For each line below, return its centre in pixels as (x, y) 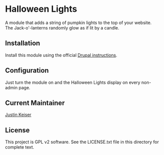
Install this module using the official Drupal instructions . (61, 55)
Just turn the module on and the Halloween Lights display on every (73, 82)
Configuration (27, 70)
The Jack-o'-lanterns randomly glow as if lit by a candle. (62, 27)
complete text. (20, 147)
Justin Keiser (18, 115)
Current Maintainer (35, 103)
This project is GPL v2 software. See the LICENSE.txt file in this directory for (82, 142)
